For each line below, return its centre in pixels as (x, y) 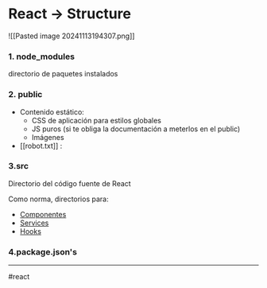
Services (34, 223)
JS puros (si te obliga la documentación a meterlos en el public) (136, 129)
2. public (25, 95)
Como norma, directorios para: (58, 199)
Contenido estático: (52, 111)
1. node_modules (42, 56)
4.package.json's (43, 251)
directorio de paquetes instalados (63, 74)
